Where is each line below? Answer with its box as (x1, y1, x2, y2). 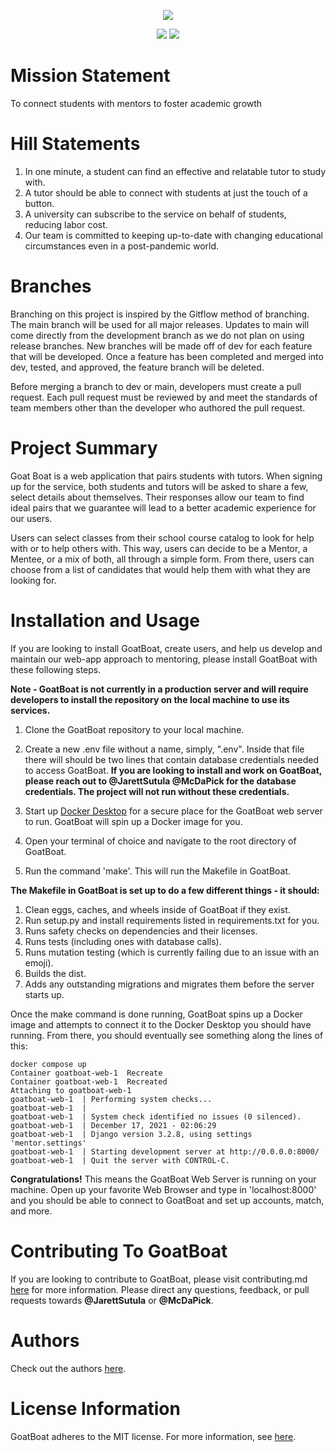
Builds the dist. (24, 967, 87, 979)
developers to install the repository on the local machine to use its (10, 693, 290, 705)
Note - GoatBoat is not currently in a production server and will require (10, 683, 309, 695)
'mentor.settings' (10, 1138, 87, 1148)
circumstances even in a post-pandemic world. (24, 240, 220, 252)
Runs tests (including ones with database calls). (24, 935, 222, 947)
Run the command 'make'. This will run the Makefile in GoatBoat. (24, 865, 292, 877)
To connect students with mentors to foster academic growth (10, 97, 263, 109)
